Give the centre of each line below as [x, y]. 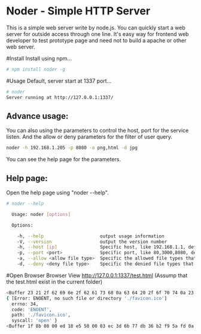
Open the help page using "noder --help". [57, 192]
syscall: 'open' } [35, 321]
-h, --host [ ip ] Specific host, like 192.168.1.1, [101, 247]
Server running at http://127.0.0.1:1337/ [60, 97]
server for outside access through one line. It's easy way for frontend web [98, 34]
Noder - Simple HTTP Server [78, 11]
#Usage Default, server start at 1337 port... [59, 81]
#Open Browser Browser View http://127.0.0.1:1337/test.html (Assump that [97, 275]
